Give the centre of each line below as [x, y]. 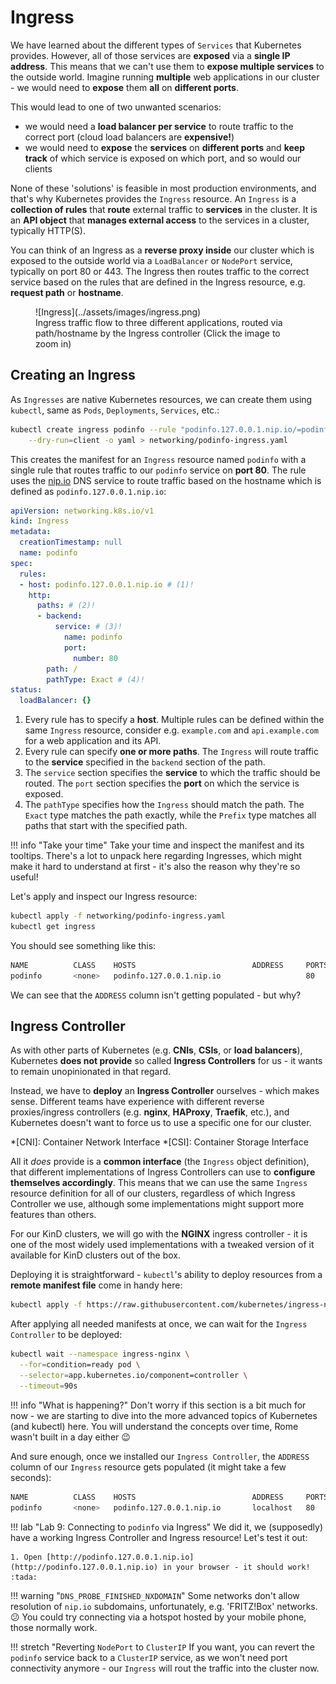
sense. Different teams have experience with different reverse [137, 1102]
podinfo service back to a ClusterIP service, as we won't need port [149, 1657]
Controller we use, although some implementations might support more [157, 1204]
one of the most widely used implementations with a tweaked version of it [162, 1245]
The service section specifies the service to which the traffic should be [172, 773]
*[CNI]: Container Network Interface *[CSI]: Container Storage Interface [159, 1142]
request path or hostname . [67, 292]
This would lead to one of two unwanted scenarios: [116, 107]
